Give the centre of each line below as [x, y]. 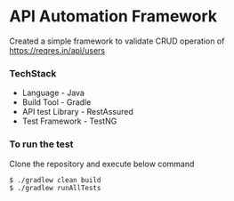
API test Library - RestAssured [77, 112]
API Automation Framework [113, 16]
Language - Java [53, 93]
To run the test [41, 144]
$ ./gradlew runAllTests [55, 188]
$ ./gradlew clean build [55, 180]
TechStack [33, 73]
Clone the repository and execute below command [102, 164]
